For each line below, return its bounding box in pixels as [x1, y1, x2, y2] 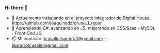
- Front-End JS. [11, 31, 43, 36]
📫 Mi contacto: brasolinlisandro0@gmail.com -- [11, 36, 108, 42]
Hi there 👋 [4, 4, 29, 11]
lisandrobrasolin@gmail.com [11, 42, 69, 48]
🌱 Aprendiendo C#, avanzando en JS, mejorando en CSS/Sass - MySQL [11, 25, 156, 31]
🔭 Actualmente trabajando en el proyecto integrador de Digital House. [11, 15, 151, 21]
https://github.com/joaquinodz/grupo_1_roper [11, 20, 102, 26]
